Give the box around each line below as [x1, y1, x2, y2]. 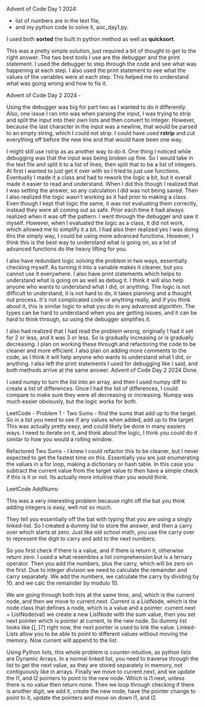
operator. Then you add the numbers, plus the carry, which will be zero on [6, 560, 193, 567]
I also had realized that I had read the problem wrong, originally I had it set [6, 327, 194, 335]
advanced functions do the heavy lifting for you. [6, 245, 127, 253]
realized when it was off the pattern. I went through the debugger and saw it [6, 213, 198, 220]
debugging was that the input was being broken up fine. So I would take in [6, 154, 194, 161]
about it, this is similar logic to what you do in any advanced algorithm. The [6, 303, 195, 309]
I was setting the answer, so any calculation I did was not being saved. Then [6, 187, 198, 194]
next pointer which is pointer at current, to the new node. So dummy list [6, 617, 187, 624]
